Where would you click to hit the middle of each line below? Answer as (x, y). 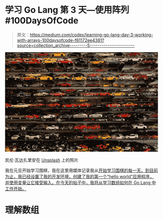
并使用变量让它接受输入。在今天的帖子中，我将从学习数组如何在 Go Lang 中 (81, 182)
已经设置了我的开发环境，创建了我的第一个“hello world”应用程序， (88, 177)
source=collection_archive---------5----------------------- (76, 45)
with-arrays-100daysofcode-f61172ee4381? (60, 40)
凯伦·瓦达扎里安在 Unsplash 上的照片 (42, 160)
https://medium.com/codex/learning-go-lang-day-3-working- (91, 35)
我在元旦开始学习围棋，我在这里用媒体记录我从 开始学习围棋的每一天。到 (77, 170)
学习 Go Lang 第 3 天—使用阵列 (67, 10)
